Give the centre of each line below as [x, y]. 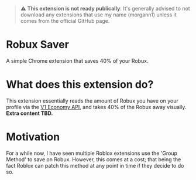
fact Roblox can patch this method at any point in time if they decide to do [95, 165]
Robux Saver [37, 45]
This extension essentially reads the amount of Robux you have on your [92, 101]
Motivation [33, 137]
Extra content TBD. [30, 113]
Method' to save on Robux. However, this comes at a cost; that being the [94, 159]
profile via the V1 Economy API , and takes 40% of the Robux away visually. [96, 107]
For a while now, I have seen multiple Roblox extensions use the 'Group [92, 153]
